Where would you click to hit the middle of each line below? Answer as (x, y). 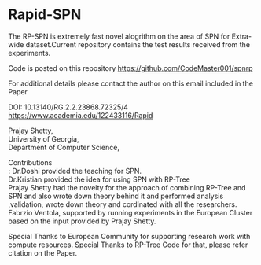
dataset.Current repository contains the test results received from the (138, 44)
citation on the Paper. (42, 252)
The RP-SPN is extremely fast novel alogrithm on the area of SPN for (119, 36)
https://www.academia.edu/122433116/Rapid (81, 115)
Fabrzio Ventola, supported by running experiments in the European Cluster (130, 212)
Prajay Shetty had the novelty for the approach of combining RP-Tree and (127, 187)
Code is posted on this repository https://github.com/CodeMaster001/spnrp (130, 68)
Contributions (30, 162)
